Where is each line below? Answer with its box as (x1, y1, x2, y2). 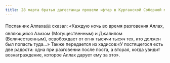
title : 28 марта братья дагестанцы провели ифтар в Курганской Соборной (5, 7, 162, 13)
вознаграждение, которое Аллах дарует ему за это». (5, 51, 120, 58)
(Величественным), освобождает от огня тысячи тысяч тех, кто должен (5, 36, 161, 42)
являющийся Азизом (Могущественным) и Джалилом (5, 30, 123, 36)
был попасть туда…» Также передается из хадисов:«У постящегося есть (5, 41, 163, 47)
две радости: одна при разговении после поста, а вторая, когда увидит (5, 46, 160, 52)
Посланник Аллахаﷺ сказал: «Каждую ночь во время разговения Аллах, (5, 23, 164, 29)
